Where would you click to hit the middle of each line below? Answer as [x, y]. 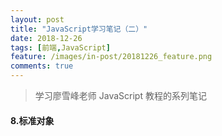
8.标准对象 [32, 120]
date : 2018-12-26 [46, 38]
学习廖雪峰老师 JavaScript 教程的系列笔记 [120, 95]
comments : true [42, 66]
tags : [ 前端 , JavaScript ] [60, 47]
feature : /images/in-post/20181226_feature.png [111, 57]
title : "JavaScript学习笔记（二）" [79, 29]
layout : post [37, 19]
